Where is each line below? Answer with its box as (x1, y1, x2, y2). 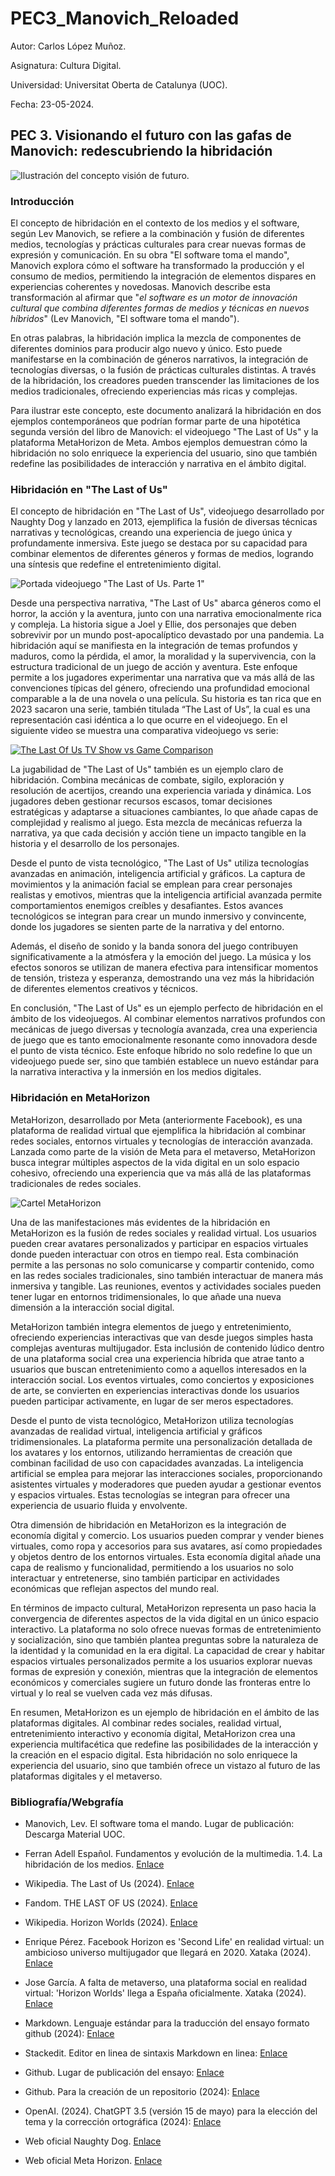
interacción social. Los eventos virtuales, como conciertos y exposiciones (10, 1373, 315, 1386)
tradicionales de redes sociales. (10, 1177, 142, 1189)
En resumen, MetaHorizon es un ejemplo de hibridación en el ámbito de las (10, 1706, 320, 1718)
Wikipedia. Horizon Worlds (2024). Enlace (24, 1916, 198, 1928)
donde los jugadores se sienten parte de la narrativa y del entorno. (10, 921, 285, 933)
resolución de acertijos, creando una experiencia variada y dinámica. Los (10, 785, 312, 797)
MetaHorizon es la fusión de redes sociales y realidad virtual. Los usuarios (10, 1227, 317, 1239)
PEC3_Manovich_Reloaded (10, 7, 240, 30)
